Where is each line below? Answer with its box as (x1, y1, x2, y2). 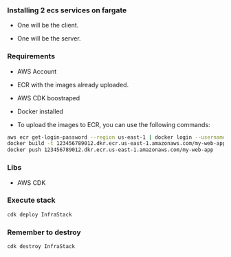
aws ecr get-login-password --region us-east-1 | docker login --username (7, 133, 226, 141)
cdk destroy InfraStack (7, 243, 76, 249)
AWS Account (16, 67, 57, 76)
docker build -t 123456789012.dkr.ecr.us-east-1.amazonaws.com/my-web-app (7, 140, 226, 147)
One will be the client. (16, 21, 79, 30)
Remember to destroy (7, 227, 81, 237)
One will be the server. (16, 34, 81, 43)
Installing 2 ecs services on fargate (7, 5, 127, 15)
